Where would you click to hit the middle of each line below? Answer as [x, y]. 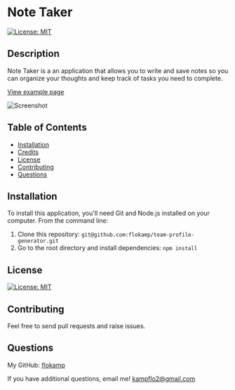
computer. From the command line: [58, 221]
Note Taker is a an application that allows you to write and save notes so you [118, 70]
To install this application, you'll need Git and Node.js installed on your [109, 213]
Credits [28, 152]
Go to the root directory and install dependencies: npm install [107, 248]
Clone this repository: [48, 234]
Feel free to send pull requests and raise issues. [76, 326]
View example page [36, 91]
